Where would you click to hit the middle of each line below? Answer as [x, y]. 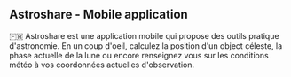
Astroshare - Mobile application [98, 15]
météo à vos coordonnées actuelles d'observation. [102, 65]
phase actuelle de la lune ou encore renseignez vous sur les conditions [139, 55]
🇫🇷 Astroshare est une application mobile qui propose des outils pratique [144, 35]
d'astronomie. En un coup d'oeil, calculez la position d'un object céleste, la [146, 46]
